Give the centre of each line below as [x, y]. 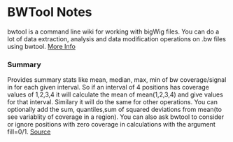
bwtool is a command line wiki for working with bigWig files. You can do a [113, 31]
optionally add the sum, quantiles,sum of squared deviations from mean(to [115, 110]
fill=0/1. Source [29, 132]
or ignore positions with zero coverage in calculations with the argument [111, 125]
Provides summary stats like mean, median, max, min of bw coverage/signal [117, 80]
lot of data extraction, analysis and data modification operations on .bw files [116, 38]
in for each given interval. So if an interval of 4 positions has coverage [108, 87]
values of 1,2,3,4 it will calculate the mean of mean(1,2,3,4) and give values [115, 94]
